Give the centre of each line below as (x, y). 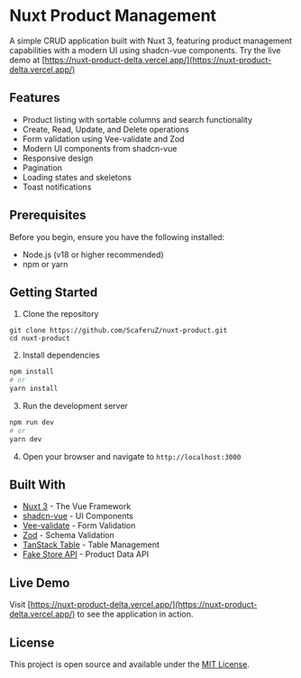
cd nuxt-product (40, 339)
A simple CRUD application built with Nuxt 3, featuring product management (151, 41)
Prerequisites (48, 215)
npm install (32, 372)
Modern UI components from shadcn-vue (100, 148)
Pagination (42, 167)
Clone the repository (60, 314)
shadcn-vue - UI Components (78, 516)
